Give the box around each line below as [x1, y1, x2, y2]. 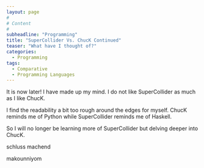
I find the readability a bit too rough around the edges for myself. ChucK [6, 106, 188, 114]
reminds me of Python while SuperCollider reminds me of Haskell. [6, 113, 172, 120]
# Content [6, 20, 32, 26]
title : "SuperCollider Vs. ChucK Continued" [6, 37, 122, 43]
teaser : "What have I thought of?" [6, 43, 97, 49]
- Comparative [12, 65, 48, 72]
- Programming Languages [12, 71, 75, 78]
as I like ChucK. [6, 95, 46, 102]
